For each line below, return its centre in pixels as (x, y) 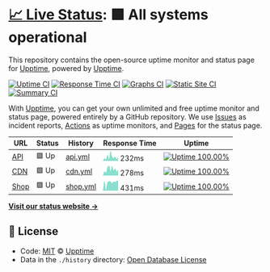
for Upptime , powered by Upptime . (66, 68)
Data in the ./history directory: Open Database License (113, 259)
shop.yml (81, 186)
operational (48, 38)
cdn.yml (79, 172)
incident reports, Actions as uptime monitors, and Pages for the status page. (135, 125)
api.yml (78, 157)
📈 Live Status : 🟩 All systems (108, 15)
